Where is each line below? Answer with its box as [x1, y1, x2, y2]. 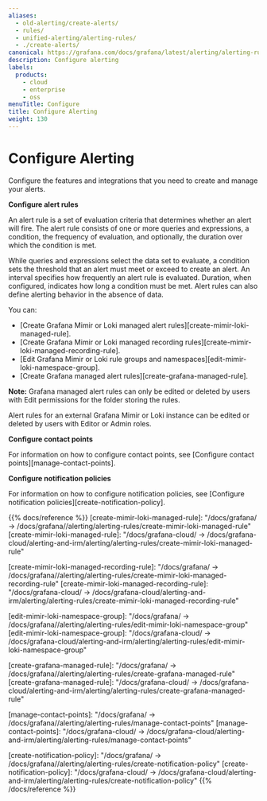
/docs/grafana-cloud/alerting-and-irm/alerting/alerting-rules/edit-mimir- [8, 636, 246, 646]
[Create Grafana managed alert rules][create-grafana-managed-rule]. [19, 371, 249, 380]
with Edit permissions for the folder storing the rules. [8, 395, 180, 404]
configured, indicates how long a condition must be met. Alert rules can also [8, 281, 258, 290]
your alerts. [8, 184, 46, 193]
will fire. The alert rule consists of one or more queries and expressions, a [8, 224, 250, 233]
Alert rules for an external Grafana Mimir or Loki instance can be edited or [8, 410, 250, 420]
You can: [8, 305, 37, 314]
